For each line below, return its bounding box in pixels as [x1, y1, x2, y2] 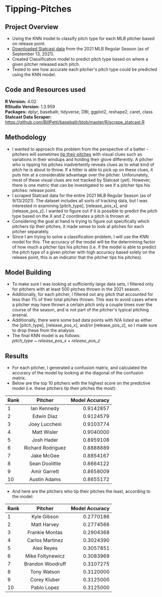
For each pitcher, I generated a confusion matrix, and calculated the [12, 365, 147, 371]
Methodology [5, 133, 47, 142]
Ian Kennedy [30, 405, 59, 412]
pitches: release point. [12, 187, 57, 193]
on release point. [12, 41, 46, 47]
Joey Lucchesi [28, 421, 62, 428]
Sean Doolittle [29, 460, 61, 467]
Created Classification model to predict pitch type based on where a [12, 56, 148, 62]
